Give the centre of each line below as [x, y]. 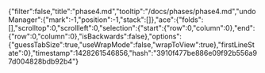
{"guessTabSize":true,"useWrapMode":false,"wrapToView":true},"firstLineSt [132, 45]
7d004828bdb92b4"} [44, 61]
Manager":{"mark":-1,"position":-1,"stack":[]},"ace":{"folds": [106, 20]
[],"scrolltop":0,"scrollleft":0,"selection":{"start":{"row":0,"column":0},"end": [132, 28]
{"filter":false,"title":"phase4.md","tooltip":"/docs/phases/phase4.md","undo [132, 11]
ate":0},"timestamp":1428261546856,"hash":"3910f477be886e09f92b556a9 [133, 53]
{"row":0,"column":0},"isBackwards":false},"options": [95, 36]
